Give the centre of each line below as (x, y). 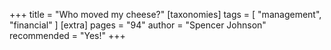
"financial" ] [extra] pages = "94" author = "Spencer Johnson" (138, 25)
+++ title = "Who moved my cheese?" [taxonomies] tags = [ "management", (165, 14)
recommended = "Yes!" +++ (67, 35)
